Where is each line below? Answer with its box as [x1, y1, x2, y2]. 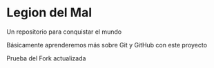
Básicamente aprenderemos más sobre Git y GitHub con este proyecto [6, 41, 208, 49]
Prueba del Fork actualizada [6, 54, 86, 63]
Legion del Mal [6, 5, 93, 21]
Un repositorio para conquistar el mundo [6, 27, 122, 36]
